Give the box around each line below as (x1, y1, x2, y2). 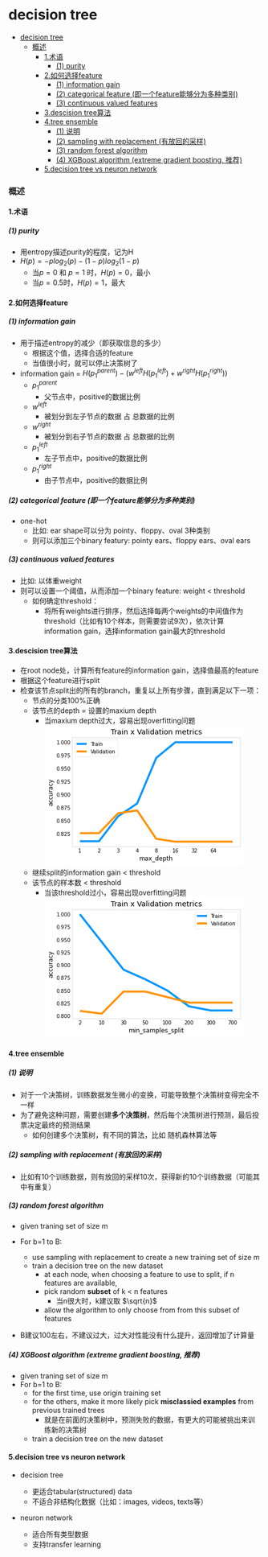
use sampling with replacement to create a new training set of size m (31, 1252, 260, 1262)
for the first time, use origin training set (31, 1388, 161, 1398)
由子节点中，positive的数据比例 (43, 475, 148, 484)
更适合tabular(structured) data (31, 1486, 132, 1496)
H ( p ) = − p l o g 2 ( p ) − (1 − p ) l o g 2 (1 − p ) (19, 256, 140, 268)
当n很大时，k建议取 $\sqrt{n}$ (55, 1295, 158, 1305)
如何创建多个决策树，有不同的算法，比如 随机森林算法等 (31, 1130, 217, 1139)
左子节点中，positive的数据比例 (43, 453, 148, 463)
